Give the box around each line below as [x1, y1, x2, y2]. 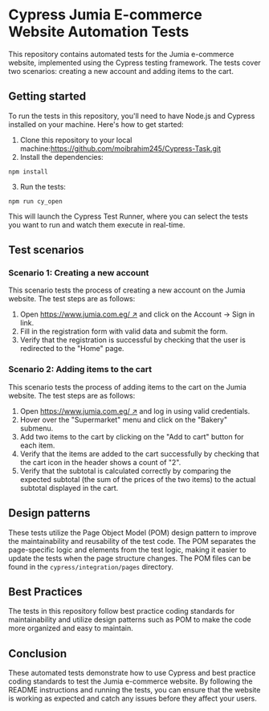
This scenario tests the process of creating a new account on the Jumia [8, 285, 246, 295]
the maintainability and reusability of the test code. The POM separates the [8, 536, 256, 546]
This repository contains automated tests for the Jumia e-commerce [8, 49, 234, 59]
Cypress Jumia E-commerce [8, 6, 203, 24]
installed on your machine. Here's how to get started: [8, 119, 184, 129]
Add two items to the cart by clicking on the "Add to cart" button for [19, 431, 244, 441]
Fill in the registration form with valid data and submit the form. [19, 327, 228, 337]
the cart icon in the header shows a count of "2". [19, 457, 181, 467]
